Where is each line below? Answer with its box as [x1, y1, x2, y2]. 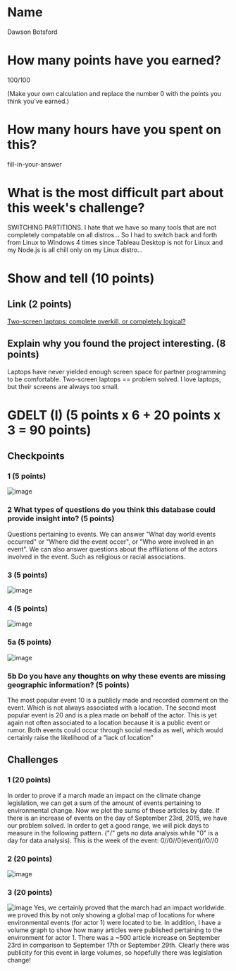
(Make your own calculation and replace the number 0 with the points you [7, 89, 222, 97]
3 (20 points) [7, 887, 53, 897]
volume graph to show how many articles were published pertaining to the [7, 926, 223, 934]
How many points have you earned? [7, 52, 222, 68]
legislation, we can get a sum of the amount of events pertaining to [7, 799, 201, 807]
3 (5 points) [7, 570, 48, 580]
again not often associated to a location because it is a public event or [7, 718, 211, 727]
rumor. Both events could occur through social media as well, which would [7, 725, 223, 734]
